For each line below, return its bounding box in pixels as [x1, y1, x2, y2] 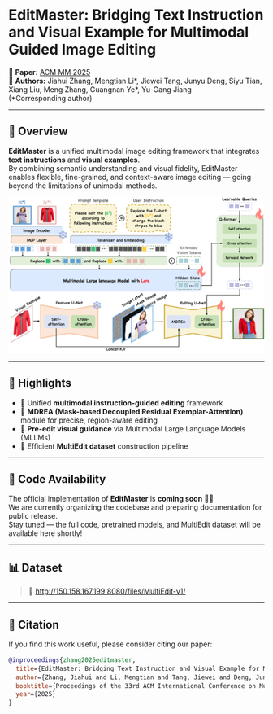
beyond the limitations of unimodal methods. [8, 181, 158, 191]
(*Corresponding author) [8, 93, 93, 103]
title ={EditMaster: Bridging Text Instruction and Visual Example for [15, 664, 260, 672]
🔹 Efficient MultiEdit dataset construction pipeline [19, 441, 188, 451]
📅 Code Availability [8, 472, 106, 486]
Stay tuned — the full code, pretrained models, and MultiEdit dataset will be [8, 519, 262, 530]
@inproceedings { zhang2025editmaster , [8, 655, 136, 664]
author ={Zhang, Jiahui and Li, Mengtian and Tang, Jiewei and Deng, [15, 673, 253, 681]
